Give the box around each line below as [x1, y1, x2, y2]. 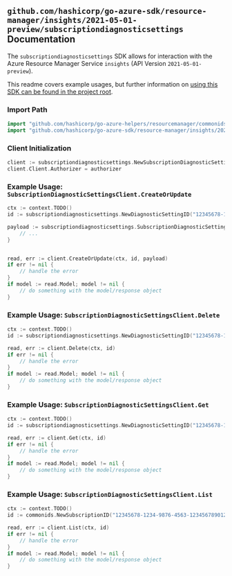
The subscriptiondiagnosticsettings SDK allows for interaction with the [7, 52, 213, 60]
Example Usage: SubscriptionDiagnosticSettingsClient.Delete [7, 310, 220, 320]
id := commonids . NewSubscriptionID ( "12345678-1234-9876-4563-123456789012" [7, 512, 230, 519]
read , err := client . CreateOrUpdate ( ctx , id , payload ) [7, 255, 168, 262]
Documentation [7, 33, 76, 45]
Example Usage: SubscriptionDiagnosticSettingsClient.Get [7, 399, 209, 409]
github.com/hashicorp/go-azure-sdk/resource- [7, 6, 207, 17]
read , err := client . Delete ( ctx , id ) [7, 344, 116, 351]
